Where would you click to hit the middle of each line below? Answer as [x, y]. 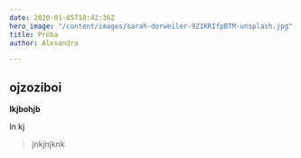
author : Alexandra [44, 43]
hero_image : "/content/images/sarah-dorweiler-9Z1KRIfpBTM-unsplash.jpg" [151, 26]
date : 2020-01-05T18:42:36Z [62, 18]
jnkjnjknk [48, 144]
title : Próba [34, 34]
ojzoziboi [36, 87]
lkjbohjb [25, 109]
